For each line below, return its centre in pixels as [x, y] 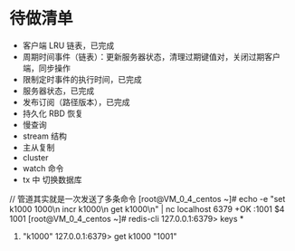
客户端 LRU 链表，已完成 [68, 45]
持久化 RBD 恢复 [52, 113]
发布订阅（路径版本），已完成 [76, 101]
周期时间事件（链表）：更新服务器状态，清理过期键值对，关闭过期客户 [151, 56]
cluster [35, 157]
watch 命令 [43, 168]
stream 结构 [45, 136]
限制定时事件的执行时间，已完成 [82, 79]
